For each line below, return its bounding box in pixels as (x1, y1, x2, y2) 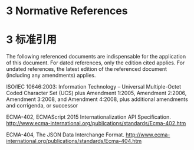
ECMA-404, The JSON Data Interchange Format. (6, 131, 125, 138)
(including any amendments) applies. (6, 72, 96, 79)
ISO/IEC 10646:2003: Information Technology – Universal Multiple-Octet (6, 83, 182, 90)
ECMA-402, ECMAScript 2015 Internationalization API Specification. (6, 113, 171, 120)
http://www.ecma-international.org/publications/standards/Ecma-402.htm (6, 120, 186, 127)
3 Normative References (6, 4, 128, 18)
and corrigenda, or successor (6, 102, 78, 109)
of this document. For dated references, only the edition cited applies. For (6, 59, 185, 66)
